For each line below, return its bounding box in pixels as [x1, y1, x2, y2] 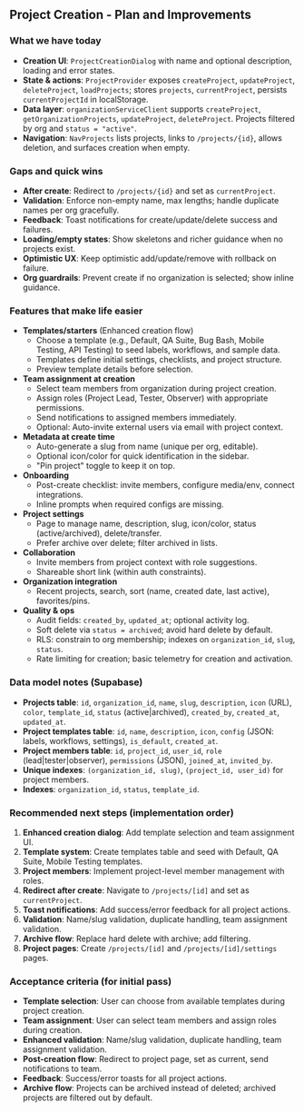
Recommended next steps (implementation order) [9, 806, 234, 819]
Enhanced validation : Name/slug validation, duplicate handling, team [22, 1035, 282, 1046]
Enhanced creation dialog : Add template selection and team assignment [22, 827, 295, 838]
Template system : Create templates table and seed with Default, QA [22, 846, 279, 857]
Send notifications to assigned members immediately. [35, 412, 238, 423]
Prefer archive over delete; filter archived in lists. [35, 538, 218, 549]
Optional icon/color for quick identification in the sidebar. [35, 451, 250, 462]
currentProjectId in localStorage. [22, 94, 149, 104]
